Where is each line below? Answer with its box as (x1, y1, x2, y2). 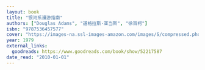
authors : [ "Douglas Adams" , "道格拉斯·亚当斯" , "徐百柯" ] (6, 20, 148, 26)
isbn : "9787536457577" (6, 26, 64, 32)
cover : (6, 32, 23, 38)
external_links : (6, 43, 48, 49)
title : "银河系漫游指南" (6, 15, 63, 21)
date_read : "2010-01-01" (6, 54, 70, 60)
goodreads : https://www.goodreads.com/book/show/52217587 (12, 49, 163, 55)
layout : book (6, 9, 40, 15)
